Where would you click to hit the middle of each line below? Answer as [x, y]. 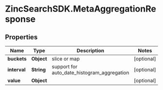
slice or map [66, 59]
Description [90, 51]
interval [16, 70]
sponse [20, 19]
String [39, 70]
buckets [17, 59]
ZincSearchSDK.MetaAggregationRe [81, 9]
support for [65, 67]
